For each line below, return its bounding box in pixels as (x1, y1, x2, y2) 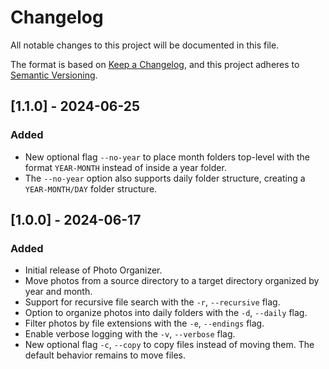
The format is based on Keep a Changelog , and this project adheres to (10, 58, 300, 70)
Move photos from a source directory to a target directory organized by (24, 275, 320, 287)
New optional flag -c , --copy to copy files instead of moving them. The (24, 339, 315, 351)
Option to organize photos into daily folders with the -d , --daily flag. (24, 307, 308, 319)
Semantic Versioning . (10, 69, 98, 81)
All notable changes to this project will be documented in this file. (10, 39, 280, 51)
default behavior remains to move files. (24, 349, 186, 361)
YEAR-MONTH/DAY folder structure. (24, 182, 158, 195)
